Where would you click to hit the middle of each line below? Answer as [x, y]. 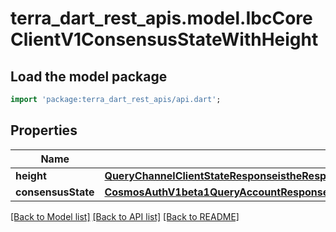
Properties [44, 130]
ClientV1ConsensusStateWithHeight [164, 39]
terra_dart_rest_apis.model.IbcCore [161, 18]
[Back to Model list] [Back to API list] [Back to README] [125, 216]
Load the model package [89, 76]
